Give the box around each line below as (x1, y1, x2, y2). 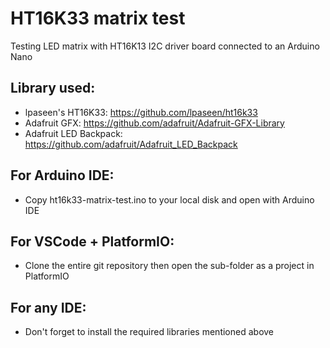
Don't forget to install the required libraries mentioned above (24, 326, 275, 338)
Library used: (10, 80, 96, 97)
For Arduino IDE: (10, 167, 115, 184)
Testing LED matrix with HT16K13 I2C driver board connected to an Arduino (10, 40, 320, 52)
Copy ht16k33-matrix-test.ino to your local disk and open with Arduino (24, 193, 315, 206)
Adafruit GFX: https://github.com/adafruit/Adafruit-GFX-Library (24, 117, 285, 129)
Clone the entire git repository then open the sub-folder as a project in (24, 260, 315, 272)
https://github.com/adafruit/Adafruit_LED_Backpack (24, 138, 238, 150)
